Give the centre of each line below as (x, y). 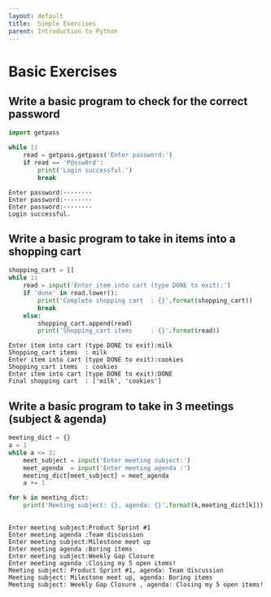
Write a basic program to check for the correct (128, 101)
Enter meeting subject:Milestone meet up (80, 542)
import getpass (34, 133)
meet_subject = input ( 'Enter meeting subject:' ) (107, 460)
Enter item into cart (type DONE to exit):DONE (91, 374)
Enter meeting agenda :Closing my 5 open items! (92, 563)
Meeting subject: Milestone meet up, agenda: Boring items (111, 577)
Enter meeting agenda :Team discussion (76, 534)
